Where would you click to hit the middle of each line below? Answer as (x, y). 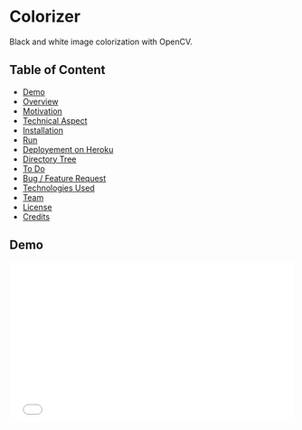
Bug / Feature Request (64, 178)
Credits (36, 216)
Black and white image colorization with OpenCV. (101, 42)
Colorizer (45, 17)
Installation (43, 130)
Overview (40, 101)
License (37, 207)
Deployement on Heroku (68, 149)
